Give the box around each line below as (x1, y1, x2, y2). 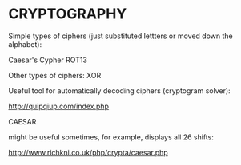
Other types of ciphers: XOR (8, 70, 102, 80)
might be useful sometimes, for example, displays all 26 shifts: (8, 132, 214, 142)
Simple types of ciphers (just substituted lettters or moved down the (8, 31, 234, 41)
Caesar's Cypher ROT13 (8, 55, 88, 65)
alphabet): (8, 39, 42, 49)
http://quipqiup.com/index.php (8, 101, 110, 111)
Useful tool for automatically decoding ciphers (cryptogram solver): (8, 85, 231, 96)
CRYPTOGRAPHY (8, 5, 127, 23)
